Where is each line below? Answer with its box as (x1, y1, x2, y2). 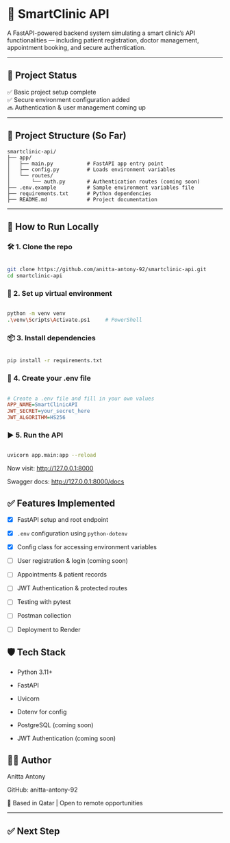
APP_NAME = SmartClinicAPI (7, 401, 78, 408)
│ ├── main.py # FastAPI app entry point (7, 160, 164, 167)
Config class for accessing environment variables (16, 543, 157, 551)
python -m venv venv (7, 310, 66, 317)
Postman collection (16, 612, 72, 620)
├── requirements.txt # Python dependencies (7, 190, 152, 197)
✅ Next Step (7, 825, 60, 837)
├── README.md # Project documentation (7, 196, 157, 203)
